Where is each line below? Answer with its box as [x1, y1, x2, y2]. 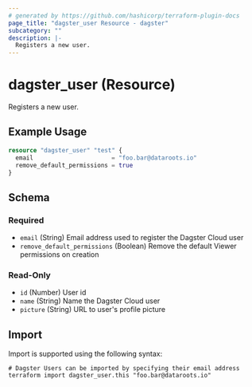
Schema [8, 191, 50, 204]
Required [8, 215, 45, 226]
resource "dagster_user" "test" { [8, 146, 123, 154]
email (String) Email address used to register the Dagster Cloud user [19, 233, 244, 243]
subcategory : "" [8, 26, 62, 34]
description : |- [8, 34, 62, 42]
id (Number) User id [19, 288, 87, 298]
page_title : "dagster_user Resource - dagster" [8, 19, 169, 27]
